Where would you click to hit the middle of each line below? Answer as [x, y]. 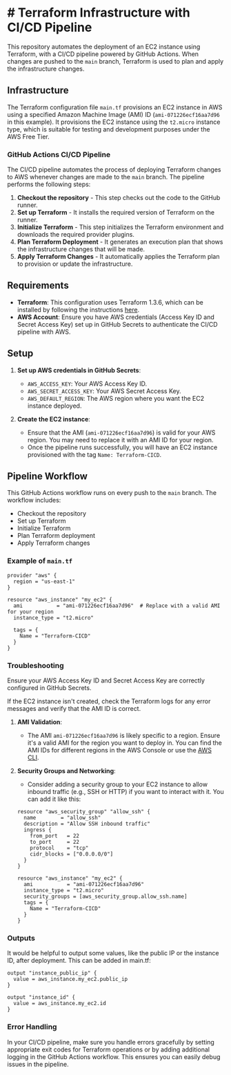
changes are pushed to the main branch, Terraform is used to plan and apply [115, 61]
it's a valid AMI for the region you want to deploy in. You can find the [124, 743]
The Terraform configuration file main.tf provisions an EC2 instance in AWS [115, 107]
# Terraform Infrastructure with [99, 13]
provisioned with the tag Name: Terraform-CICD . [94, 454]
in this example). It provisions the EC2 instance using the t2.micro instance [114, 122]
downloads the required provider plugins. [76, 235]
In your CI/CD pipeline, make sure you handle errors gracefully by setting [111, 1042]
